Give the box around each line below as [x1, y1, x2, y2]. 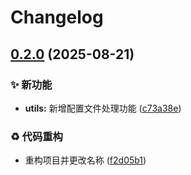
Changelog [10, 6, 104, 29]
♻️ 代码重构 [10, 129, 63, 143]
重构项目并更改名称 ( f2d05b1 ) [24, 154, 147, 166]
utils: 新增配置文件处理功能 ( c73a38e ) [24, 102, 182, 114]
